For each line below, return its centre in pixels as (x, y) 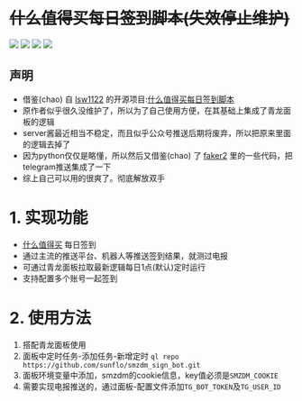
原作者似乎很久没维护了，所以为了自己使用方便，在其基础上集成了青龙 (153, 110)
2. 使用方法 (50, 318)
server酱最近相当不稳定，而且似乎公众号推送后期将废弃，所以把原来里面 (156, 132)
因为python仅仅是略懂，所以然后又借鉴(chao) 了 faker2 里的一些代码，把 (157, 155)
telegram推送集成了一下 (66, 167)
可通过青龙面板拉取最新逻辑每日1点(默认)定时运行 (114, 267)
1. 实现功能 (49, 218)
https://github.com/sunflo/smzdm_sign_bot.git (111, 365)
